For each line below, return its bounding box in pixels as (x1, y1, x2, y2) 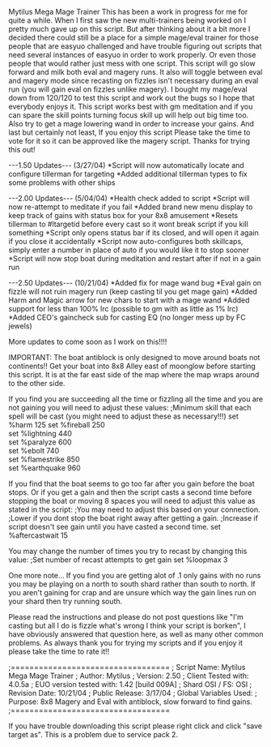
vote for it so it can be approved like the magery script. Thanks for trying (8, 136, 251, 145)
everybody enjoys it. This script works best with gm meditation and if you (8, 101, 253, 111)
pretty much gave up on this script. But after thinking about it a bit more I (8, 24, 251, 33)
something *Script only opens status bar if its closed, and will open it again (8, 228, 259, 238)
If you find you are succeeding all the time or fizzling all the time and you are (8, 394, 264, 404)
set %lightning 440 (8, 429, 73, 438)
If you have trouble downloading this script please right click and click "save (8, 721, 263, 731)
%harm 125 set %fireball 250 (8, 420, 105, 429)
